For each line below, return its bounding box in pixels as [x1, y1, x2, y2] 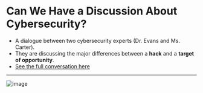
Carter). [14, 43, 35, 51]
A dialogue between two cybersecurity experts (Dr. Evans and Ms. [14, 37, 180, 44]
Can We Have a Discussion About [6, 4, 178, 18]
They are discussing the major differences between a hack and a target [14, 50, 195, 57]
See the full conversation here [14, 62, 91, 70]
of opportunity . [14, 56, 54, 63]
